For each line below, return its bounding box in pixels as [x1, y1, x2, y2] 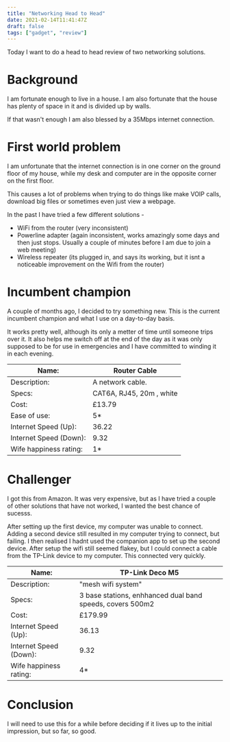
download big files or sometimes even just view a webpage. [7, 197, 176, 206]
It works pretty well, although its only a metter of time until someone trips [7, 327, 214, 336]
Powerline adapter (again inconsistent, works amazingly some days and [16, 231, 220, 240]
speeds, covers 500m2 [79, 599, 155, 608]
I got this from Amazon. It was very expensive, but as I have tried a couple [7, 495, 216, 502]
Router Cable [113, 366, 157, 375]
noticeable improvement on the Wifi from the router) [16, 260, 164, 268]
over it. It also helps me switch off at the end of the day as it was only [7, 335, 203, 343]
